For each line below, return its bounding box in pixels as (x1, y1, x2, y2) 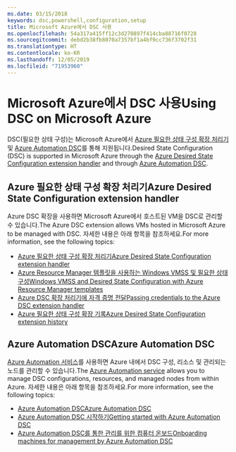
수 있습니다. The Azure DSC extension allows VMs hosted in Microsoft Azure (7, 221, 226, 230)
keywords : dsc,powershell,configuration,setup (7, 17, 147, 24)
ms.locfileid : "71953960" (7, 63, 83, 70)
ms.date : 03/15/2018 (7, 10, 68, 18)
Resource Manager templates (17, 285, 104, 294)
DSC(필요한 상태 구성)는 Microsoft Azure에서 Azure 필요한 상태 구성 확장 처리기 (7, 134, 229, 143)
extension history (17, 318, 68, 326)
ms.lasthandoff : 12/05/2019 (7, 56, 90, 63)
